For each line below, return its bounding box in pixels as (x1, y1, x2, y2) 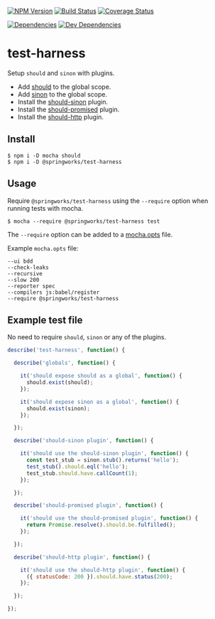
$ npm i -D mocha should (7, 152, 81, 159)
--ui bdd (7, 258, 33, 265)
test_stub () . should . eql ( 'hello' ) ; (26, 463, 129, 470)
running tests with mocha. (7, 204, 84, 212)
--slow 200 (7, 276, 40, 283)
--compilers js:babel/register (7, 288, 100, 296)
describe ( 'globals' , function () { (13, 359, 116, 367)
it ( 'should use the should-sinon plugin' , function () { (20, 450, 189, 457)
